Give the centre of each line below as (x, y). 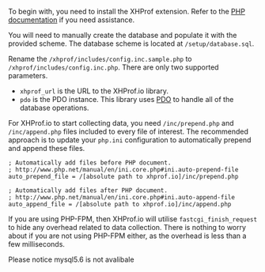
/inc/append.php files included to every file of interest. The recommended (129, 131)
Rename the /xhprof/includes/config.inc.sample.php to (100, 59)
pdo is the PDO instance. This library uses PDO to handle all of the (127, 99)
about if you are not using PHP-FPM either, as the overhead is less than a (127, 236)
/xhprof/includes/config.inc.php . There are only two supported (114, 67)
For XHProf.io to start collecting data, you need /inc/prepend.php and (121, 123)
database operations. (54, 108)
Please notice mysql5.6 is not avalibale (71, 259)
